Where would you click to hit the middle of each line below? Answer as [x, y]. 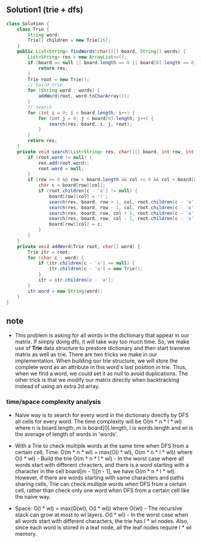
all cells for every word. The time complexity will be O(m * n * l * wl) [98, 421]
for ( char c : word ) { [56, 258]
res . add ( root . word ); [64, 163]
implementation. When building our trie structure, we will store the [96, 361]
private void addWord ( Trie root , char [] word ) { [79, 246]
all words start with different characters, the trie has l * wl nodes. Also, [102, 521]
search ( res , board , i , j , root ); [91, 124]
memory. [26, 533]
